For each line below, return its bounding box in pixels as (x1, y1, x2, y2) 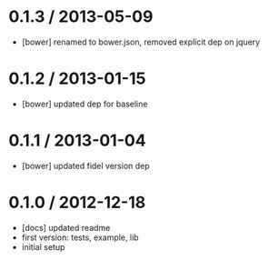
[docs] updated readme (21, 222, 111, 233)
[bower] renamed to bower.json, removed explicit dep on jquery (21, 36, 261, 47)
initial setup (21, 241, 65, 252)
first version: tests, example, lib (21, 232, 139, 243)
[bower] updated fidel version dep (21, 160, 151, 171)
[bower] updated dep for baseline (21, 98, 148, 109)
